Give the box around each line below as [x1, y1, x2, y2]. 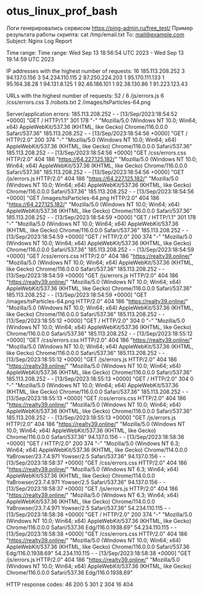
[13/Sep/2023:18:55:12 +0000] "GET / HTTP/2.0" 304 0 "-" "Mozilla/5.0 [6, 317, 185, 324]
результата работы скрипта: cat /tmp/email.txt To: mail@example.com [6, 30, 185, 38]
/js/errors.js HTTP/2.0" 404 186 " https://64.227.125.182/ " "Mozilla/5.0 [6, 174, 179, 182]
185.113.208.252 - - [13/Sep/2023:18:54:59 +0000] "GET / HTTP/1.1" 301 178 [6, 213, 196, 221]
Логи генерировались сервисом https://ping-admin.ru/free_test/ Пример [6, 24, 193, 32]
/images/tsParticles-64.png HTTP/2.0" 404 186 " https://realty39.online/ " [6, 297, 188, 305]
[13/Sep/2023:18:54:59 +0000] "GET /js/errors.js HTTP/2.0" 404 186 [6, 272, 179, 279]
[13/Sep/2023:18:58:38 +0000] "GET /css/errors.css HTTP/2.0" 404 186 [6, 530, 188, 537]
